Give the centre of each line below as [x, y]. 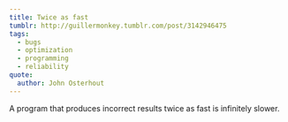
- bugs [29, 42]
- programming [43, 58]
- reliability [43, 67]
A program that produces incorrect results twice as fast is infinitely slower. [144, 108]
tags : [19, 34]
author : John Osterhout [61, 83]
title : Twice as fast [49, 17]
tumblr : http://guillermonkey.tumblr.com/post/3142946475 [118, 26]
